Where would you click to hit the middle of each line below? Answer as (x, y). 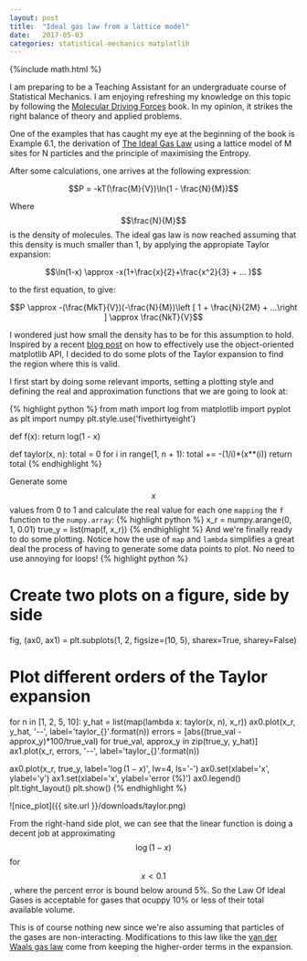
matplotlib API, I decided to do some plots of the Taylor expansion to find (147, 354)
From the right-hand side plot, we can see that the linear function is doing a (151, 824)
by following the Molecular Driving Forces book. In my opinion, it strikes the (151, 107)
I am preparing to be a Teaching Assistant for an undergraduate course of (148, 87)
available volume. (42, 910)
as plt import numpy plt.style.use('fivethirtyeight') (103, 419)
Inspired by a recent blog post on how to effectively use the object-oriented (152, 344)
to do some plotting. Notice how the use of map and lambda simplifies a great (152, 539)
